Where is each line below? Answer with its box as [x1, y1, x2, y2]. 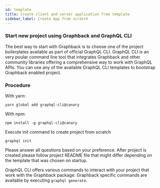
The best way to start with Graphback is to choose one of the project [5, 44, 144, 49]
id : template [5, 7, 32, 12]
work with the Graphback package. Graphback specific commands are [5, 172, 147, 178]
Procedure [5, 82, 31, 89]
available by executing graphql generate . [5, 177, 88, 183]
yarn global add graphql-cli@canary [5, 102, 80, 107]
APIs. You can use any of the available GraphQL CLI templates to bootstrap [5, 64, 156, 70]
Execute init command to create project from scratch [5, 129, 111, 135]
